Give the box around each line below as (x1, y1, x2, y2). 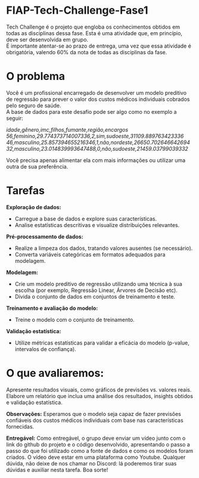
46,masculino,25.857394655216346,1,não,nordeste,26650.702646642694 (6, 138, 191, 146)
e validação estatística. (6, 399, 63, 406)
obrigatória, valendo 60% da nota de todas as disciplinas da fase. (6, 48, 167, 55)
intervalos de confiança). (14, 345, 76, 352)
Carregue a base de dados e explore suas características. (14, 215, 157, 222)
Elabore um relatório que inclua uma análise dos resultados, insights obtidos (6, 392, 194, 399)
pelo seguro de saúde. (6, 102, 61, 109)
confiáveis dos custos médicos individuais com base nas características (6, 417, 184, 424)
